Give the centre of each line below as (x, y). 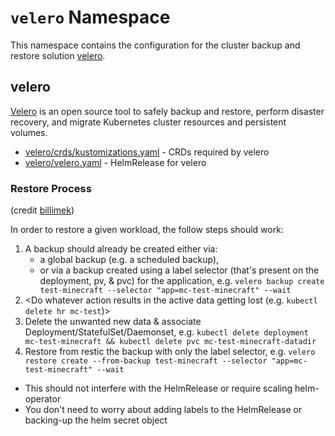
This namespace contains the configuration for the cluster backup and (155, 45)
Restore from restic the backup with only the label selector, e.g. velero (170, 352)
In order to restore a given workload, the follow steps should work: (147, 230)
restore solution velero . (58, 55)
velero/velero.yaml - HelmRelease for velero (115, 162)
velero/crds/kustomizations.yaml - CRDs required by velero (147, 152)
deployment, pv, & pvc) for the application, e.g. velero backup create (182, 281)
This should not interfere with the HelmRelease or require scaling (158, 388)
